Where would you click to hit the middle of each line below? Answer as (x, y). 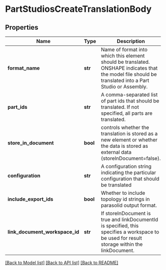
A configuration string (126, 166)
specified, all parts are (127, 113)
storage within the (122, 244)
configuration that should (130, 179)
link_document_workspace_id (43, 232)
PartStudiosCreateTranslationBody (78, 9)
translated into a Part (125, 80)
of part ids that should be (130, 101)
